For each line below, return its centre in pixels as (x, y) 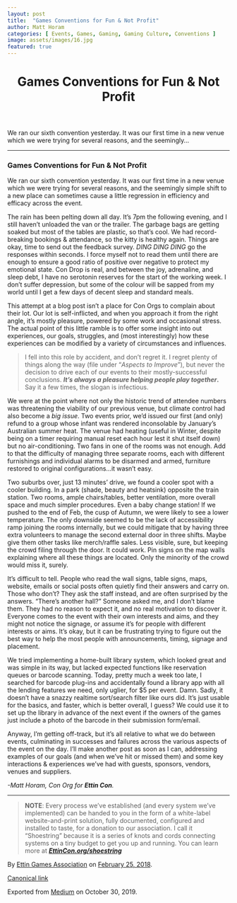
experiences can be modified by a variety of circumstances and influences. (117, 343)
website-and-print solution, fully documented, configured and (114, 821)
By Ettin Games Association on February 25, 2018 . (80, 865)
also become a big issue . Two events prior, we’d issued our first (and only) (115, 416)
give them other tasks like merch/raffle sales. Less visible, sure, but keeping (117, 543)
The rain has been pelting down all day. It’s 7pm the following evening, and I (117, 217)
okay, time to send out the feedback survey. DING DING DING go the (107, 247)
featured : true (30, 47)
